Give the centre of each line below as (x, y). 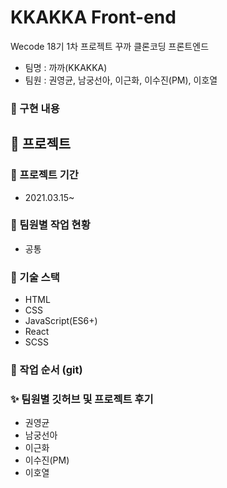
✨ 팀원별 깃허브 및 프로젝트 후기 (82, 399)
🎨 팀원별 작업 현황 (50, 225)
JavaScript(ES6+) (61, 321)
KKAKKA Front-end (93, 17)
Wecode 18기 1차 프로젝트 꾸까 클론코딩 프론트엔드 (110, 46)
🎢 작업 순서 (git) (46, 370)
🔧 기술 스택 (35, 277)
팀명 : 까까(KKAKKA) (66, 67)
